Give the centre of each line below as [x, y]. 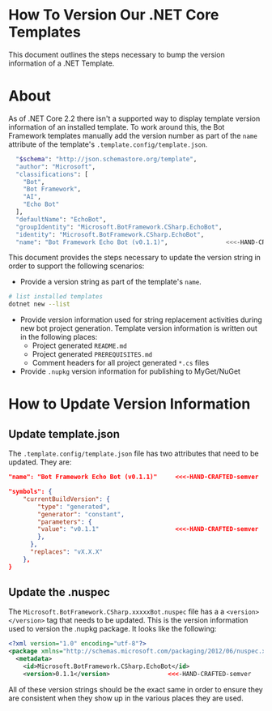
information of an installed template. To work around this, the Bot [117, 126]
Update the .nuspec [59, 592]
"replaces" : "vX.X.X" [66, 552]
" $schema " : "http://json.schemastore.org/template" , [106, 159]
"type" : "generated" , [74, 507]
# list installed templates [56, 297]
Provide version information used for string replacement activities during [141, 320]
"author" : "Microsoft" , [55, 167]
